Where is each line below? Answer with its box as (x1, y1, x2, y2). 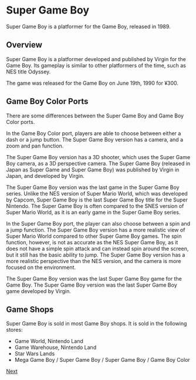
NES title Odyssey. (6, 68, 51, 75)
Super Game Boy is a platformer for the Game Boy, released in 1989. (6, 23, 171, 30)
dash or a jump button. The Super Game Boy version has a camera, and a (6, 136, 184, 143)
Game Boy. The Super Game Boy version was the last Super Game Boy (6, 281, 177, 288)
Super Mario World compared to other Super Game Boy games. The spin (6, 233, 182, 240)
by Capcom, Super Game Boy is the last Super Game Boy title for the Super (6, 196, 188, 203)
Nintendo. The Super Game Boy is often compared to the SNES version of (6, 202, 184, 209)
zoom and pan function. (6, 142, 64, 149)
